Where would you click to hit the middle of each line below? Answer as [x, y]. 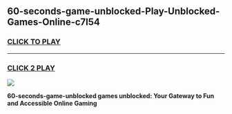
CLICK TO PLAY [34, 42]
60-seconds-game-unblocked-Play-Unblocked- [114, 11]
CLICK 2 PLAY [31, 68]
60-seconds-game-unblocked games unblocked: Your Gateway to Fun [111, 95]
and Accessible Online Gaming [52, 103]
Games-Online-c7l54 [54, 22]
